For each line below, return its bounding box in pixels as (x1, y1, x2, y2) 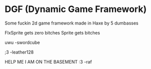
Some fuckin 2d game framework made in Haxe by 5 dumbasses (5, 20, 138, 26)
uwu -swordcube (5, 39, 40, 45)
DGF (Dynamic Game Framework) (5, 3, 147, 15)
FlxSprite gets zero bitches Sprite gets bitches (5, 29, 100, 35)
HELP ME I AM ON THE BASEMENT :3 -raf (5, 58, 92, 64)
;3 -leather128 (5, 49, 34, 55)
